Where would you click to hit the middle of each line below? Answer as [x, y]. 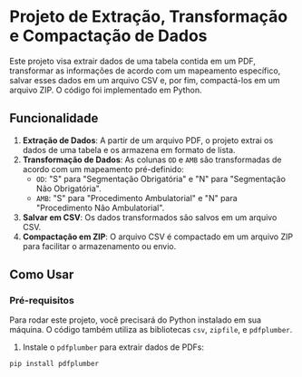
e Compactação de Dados [108, 36]
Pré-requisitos [42, 301]
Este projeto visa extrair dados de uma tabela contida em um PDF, [133, 61]
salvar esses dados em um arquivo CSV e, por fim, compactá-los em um [145, 80]
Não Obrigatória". [68, 188]
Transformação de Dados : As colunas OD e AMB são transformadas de [152, 159]
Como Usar [42, 275]
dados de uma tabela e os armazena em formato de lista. [129, 150]
